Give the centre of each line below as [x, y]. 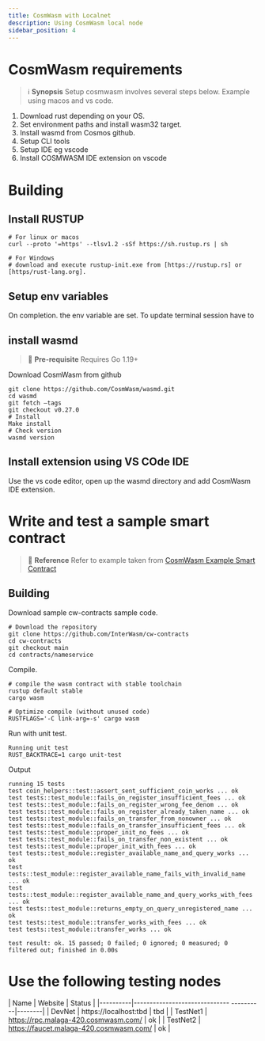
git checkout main [38, 648]
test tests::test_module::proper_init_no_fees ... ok [99, 832]
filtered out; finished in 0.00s [63, 950]
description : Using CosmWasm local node [76, 23]
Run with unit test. [38, 733]
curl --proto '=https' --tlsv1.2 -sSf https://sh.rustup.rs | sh [118, 245]
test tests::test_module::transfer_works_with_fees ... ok [108, 922]
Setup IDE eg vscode [54, 150]
